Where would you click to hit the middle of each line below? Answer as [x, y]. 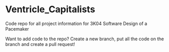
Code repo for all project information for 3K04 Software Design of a [76, 23]
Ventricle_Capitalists [50, 9]
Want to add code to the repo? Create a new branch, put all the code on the [85, 39]
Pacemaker [17, 29]
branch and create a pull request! [40, 44]
